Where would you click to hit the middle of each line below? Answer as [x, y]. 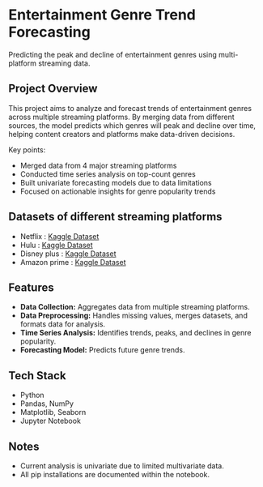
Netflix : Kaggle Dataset [59, 236]
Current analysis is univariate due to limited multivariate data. [122, 466]
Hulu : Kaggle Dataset [56, 245]
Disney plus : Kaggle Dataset [68, 254]
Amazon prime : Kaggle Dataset [73, 262]
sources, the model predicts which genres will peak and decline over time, [132, 125]
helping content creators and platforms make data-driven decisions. [122, 134]
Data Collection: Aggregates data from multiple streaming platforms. [135, 307]
